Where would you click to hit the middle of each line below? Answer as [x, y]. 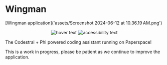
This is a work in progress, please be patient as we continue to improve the [83, 52]
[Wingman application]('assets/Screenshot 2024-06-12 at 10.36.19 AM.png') [84, 23]
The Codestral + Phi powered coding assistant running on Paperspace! [78, 42]
